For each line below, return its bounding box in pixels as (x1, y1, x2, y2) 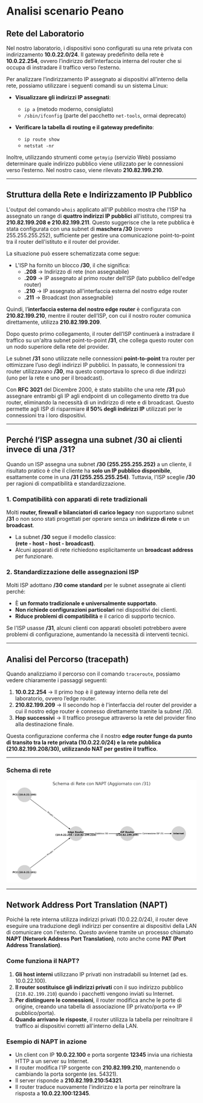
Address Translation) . (6, 942, 62, 949)
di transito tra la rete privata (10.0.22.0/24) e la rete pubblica (6, 739, 161, 746)
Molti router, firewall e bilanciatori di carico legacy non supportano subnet (6, 508, 194, 516)
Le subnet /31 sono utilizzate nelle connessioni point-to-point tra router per (6, 355, 195, 362)
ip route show (24, 136, 60, 142)
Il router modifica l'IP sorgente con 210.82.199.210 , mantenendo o (14, 1064, 181, 1071)
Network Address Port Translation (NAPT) (6, 899, 168, 910)
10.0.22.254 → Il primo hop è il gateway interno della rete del (14, 688, 168, 696)
